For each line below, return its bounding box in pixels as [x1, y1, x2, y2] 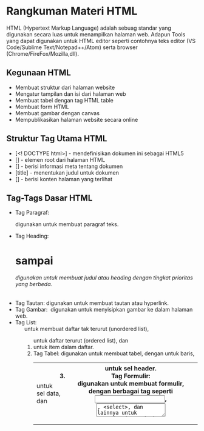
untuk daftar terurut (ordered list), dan [33, 336, 129, 344]
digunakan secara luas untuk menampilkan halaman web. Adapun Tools [6, 30, 186, 38]
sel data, [36, 389, 61, 398]
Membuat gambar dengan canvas [15, 109, 100, 116]
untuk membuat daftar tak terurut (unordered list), [24, 325, 149, 332]
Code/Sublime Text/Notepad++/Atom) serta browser [6, 44, 138, 51]
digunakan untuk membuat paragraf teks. [15, 221, 119, 228]
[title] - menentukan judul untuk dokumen [15, 169, 120, 176]
